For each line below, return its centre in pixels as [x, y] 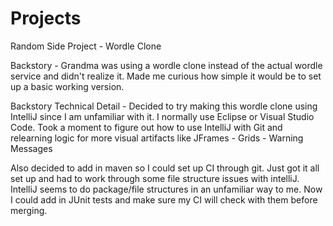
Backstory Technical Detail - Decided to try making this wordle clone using [164, 106]
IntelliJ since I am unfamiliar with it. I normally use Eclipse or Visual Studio [162, 116]
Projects [46, 18]
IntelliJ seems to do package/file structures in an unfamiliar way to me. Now [166, 189]
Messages [31, 148]
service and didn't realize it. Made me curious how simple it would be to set [166, 76]
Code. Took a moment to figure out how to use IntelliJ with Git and [146, 127]
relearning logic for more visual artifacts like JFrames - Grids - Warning [157, 138]
